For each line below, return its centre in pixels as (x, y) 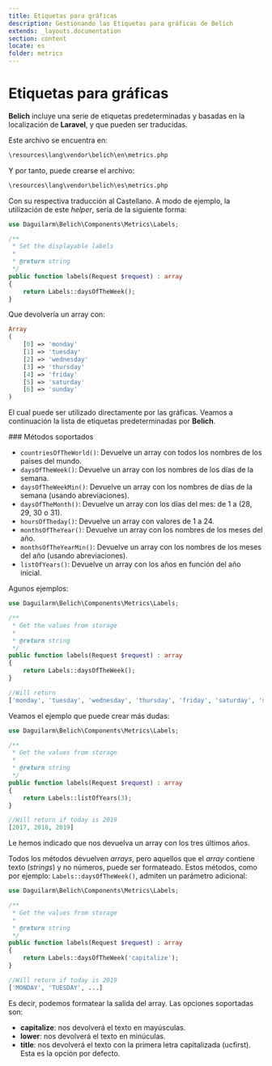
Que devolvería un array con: (57, 314)
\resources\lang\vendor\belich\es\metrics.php (88, 185)
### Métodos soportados (51, 437)
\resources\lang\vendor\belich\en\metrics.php (88, 155)
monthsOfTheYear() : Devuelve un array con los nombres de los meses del (141, 530)
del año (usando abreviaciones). (74, 556)
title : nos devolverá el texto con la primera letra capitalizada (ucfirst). (135, 1044)
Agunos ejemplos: (38, 588)
